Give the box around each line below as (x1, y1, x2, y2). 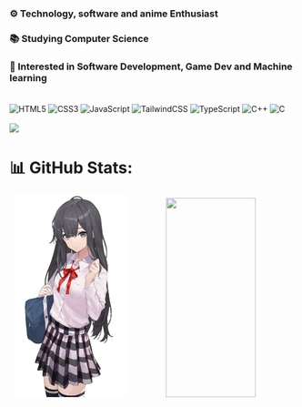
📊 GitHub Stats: (9, 158, 134, 178)
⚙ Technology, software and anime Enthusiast (9, 7, 218, 20)
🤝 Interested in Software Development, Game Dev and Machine (9, 60, 293, 73)
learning (9, 71, 47, 84)
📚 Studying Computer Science (9, 32, 149, 45)
